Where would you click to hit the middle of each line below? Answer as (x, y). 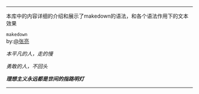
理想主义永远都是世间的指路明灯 (45, 79)
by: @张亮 (18, 41)
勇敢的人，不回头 (27, 66)
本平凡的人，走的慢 (30, 54)
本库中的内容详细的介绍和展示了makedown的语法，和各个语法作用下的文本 (97, 16)
